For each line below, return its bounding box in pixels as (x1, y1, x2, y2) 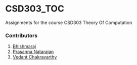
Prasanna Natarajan (12, 48, 54, 55)
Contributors (5, 32, 38, 39)
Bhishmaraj (12, 43, 36, 49)
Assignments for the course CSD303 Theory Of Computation (5, 19, 132, 25)
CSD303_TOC (5, 3, 65, 14)
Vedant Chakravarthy (12, 54, 57, 60)
